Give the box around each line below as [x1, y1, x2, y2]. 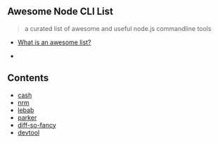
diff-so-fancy [17, 120, 56, 129]
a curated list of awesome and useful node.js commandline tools [24, 24, 212, 32]
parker [17, 113, 37, 122]
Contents [7, 72, 49, 84]
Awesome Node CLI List [7, 6, 114, 18]
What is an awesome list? [17, 38, 91, 46]
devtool [17, 128, 40, 137]
